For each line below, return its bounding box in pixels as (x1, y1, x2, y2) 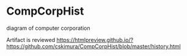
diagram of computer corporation (6, 24, 90, 32)
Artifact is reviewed (6, 36, 56, 43)
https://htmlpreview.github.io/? (56, 36, 134, 43)
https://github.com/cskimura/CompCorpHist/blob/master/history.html (6, 43, 182, 50)
